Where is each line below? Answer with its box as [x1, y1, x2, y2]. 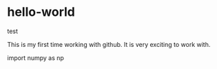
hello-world [7, 4, 76, 20]
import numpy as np [7, 53, 64, 62]
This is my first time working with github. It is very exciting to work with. [7, 40, 211, 48]
